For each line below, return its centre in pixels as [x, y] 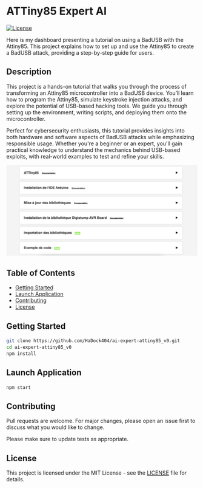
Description [29, 72]
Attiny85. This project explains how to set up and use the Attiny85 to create [100, 46]
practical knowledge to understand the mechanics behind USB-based [93, 149]
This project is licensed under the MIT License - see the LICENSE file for [96, 473]
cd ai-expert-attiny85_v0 [39, 347]
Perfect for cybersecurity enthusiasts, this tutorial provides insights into [95, 130]
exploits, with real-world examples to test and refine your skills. [85, 156]
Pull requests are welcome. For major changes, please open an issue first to [101, 421]
